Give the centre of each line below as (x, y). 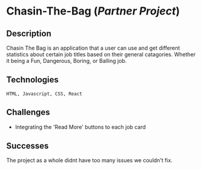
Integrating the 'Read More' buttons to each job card (80, 127)
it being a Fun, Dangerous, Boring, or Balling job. (67, 61)
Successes (28, 146)
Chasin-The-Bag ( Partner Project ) (93, 11)
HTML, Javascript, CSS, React (44, 94)
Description (29, 34)
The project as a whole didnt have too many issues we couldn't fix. (90, 160)
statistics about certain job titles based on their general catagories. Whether (101, 54)
